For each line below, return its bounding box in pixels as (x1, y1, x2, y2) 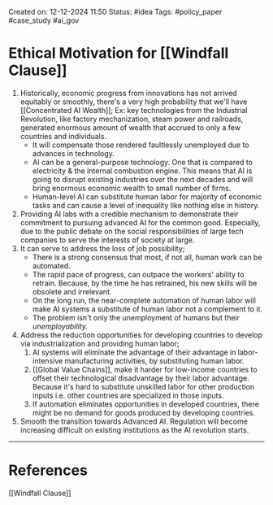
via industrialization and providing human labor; (19, 338, 180, 348)
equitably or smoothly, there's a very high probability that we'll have (19, 97, 248, 107)
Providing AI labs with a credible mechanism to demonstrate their (19, 209, 239, 219)
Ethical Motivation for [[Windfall (8, 44, 229, 63)
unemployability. (32, 321, 88, 331)
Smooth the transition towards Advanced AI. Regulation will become (19, 416, 248, 426)
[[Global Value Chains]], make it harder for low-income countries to (32, 364, 258, 374)
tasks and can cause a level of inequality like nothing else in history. (32, 200, 260, 210)
